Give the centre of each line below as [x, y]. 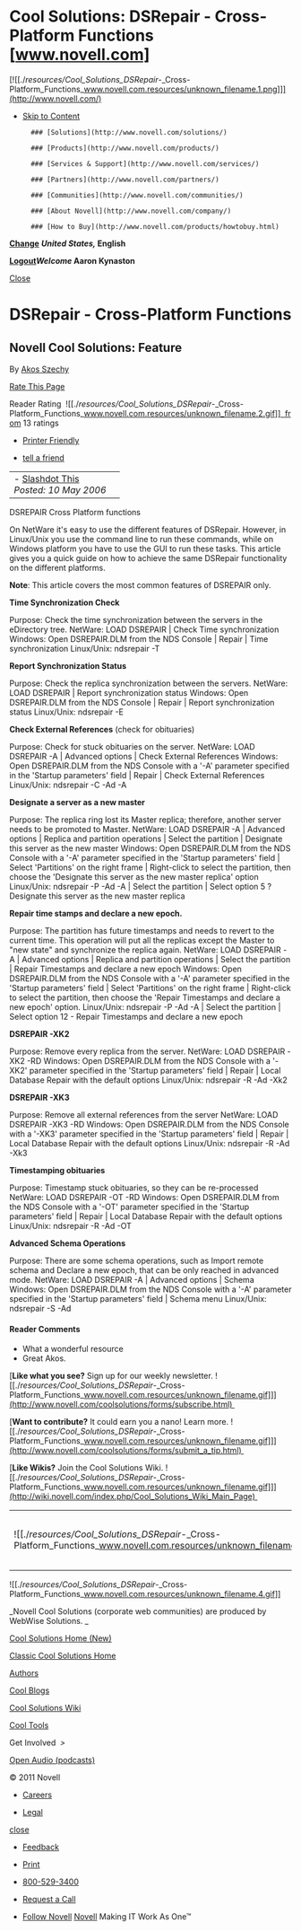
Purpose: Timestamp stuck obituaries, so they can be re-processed [134, 1188]
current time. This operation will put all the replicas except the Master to [142, 940]
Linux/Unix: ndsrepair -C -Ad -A [68, 785]
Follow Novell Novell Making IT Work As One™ [107, 1917]
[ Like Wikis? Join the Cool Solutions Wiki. [86, 1468]
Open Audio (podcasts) [52, 1760]
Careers [37, 1795]
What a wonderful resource [73, 1349]
